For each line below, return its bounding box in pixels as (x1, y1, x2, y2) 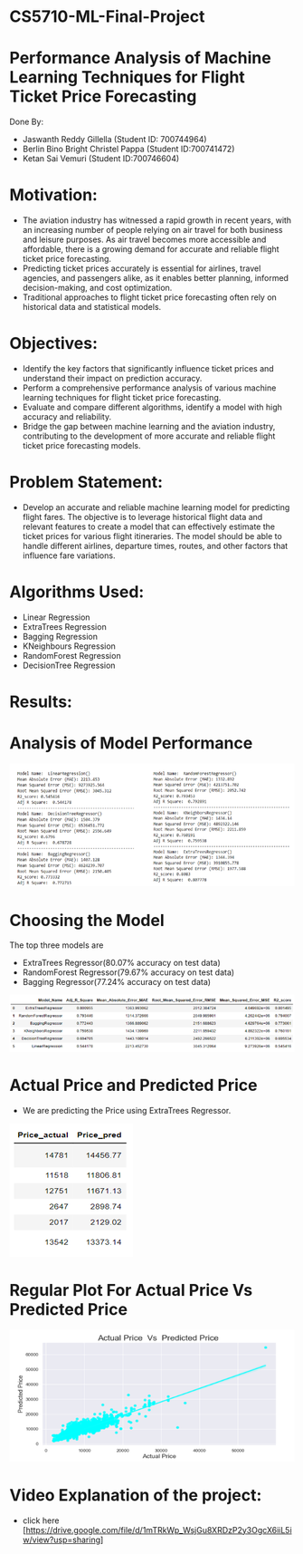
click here (22, 1515, 60, 1526)
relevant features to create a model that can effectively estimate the (22, 521, 276, 532)
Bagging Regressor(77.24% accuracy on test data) (22, 977, 211, 988)
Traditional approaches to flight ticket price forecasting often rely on (22, 292, 278, 303)
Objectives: (9, 333, 98, 354)
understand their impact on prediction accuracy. (22, 373, 203, 383)
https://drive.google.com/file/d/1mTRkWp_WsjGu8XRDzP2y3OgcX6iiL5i (25, 1524, 292, 1535)
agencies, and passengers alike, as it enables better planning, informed (22, 273, 289, 284)
